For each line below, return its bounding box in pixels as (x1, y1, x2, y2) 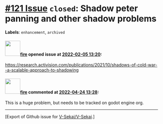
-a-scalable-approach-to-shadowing (5, 67, 79, 73)
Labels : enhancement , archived (5, 29, 65, 35)
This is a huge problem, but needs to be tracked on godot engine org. (5, 100, 144, 106)
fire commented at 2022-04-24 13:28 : (20, 89, 99, 95)
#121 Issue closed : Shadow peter (5, 3, 138, 14)
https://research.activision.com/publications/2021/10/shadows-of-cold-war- (5, 62, 158, 68)
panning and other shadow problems (5, 13, 157, 24)
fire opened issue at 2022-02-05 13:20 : (20, 51, 102, 57)
